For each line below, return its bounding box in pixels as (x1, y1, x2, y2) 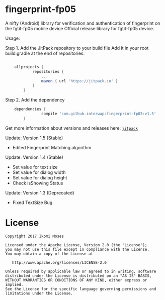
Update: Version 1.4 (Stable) (5, 154, 64, 160)
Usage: (5, 35, 20, 41)
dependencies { (14, 107, 46, 112)
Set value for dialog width (12, 169, 66, 175)
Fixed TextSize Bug (12, 199, 53, 206)
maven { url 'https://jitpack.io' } (41, 78, 118, 83)
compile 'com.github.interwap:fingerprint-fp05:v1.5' (41, 112, 156, 117)
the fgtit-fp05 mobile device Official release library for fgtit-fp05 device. (5, 25, 154, 31)
